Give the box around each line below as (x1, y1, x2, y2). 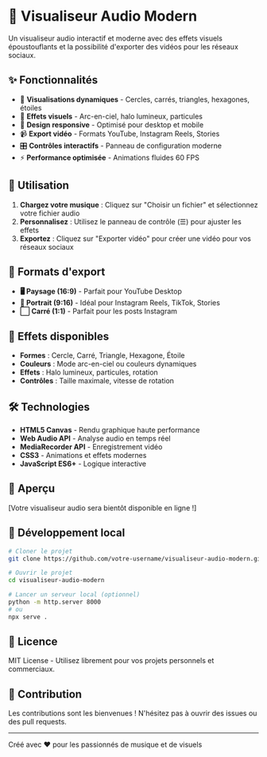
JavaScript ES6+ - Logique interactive (19, 459, 147, 468)
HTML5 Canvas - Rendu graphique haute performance (19, 425, 200, 434)
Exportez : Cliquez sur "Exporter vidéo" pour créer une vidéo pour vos (19, 234, 252, 243)
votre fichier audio (19, 208, 80, 218)
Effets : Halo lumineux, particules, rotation (19, 367, 159, 377)
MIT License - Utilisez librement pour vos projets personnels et (8, 656, 215, 666)
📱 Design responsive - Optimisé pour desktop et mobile (19, 119, 204, 130)
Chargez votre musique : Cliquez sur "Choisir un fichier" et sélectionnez (19, 200, 258, 209)
